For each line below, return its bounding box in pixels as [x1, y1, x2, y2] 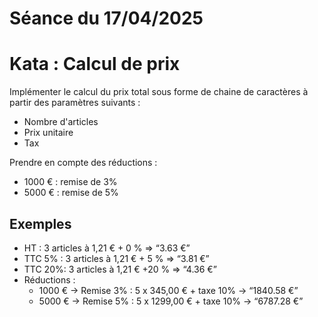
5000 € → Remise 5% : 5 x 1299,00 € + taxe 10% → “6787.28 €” [38, 295, 304, 307]
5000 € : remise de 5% [23, 187, 119, 199]
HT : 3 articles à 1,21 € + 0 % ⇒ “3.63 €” [23, 242, 191, 254]
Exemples [9, 215, 72, 232]
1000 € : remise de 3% [23, 176, 118, 188]
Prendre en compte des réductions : [9, 157, 158, 169]
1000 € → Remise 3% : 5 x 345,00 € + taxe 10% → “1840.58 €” [38, 284, 299, 296]
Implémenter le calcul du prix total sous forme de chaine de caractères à [9, 86, 309, 98]
